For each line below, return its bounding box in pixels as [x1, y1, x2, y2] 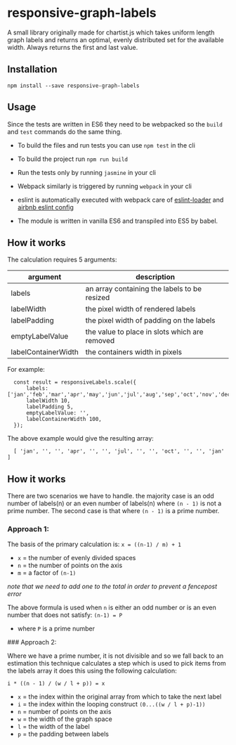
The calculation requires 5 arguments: [7, 255, 117, 264]
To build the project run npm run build [17, 155, 129, 163]
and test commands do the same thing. [7, 127, 122, 136]
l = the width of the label [17, 723, 90, 731]
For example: [7, 365, 46, 374]
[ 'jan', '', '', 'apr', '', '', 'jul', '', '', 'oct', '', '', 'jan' [13, 448, 225, 455]
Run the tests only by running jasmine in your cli [17, 168, 157, 176]
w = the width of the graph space [17, 715, 112, 723]
